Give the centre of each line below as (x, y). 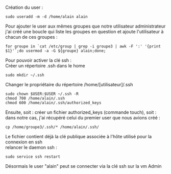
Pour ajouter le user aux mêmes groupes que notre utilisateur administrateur (86, 26)
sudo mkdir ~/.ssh (25, 75)
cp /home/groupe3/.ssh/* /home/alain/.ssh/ (52, 127)
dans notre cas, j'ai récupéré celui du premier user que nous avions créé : (83, 118)
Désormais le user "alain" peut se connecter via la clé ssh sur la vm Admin (83, 166)
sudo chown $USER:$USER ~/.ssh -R (42, 94)
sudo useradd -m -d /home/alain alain (46, 17)
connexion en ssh (24, 142)
